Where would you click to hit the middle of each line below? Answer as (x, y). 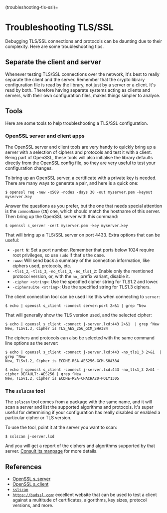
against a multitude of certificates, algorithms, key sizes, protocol (80, 500)
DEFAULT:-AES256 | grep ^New (51, 374)
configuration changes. (29, 168)
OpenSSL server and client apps (45, 136)
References (23, 467)
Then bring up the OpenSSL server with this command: (62, 216)
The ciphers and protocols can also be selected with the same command (80, 338)
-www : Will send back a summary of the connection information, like (81, 260)
